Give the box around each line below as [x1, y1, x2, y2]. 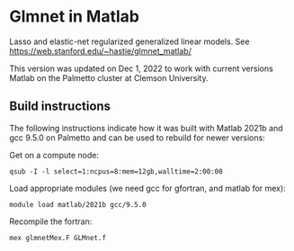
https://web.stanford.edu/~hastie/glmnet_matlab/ [9, 45, 192, 56]
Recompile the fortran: [9, 216, 93, 227]
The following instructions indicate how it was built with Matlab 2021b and [9, 122, 283, 133]
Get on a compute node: [9, 149, 100, 160]
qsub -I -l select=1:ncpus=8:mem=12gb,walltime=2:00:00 [9, 166, 223, 176]
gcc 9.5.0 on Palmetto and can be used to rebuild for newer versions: [9, 132, 265, 143]
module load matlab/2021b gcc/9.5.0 [9, 200, 147, 209]
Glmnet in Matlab [9, 6, 139, 27]
